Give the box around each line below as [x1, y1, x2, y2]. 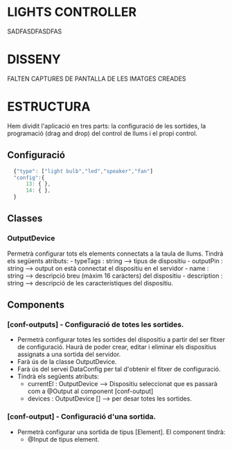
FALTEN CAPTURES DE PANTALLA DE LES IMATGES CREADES [7, 74, 186, 83]
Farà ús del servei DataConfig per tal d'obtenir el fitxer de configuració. [17, 365, 221, 374]
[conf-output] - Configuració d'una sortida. [7, 412, 157, 422]
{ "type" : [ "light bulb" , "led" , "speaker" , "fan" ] [13, 167, 154, 174]
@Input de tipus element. [27, 435, 100, 443]
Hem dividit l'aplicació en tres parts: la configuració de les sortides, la [7, 122, 206, 130]
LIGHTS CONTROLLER [7, 4, 137, 20]
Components [7, 299, 64, 311]
